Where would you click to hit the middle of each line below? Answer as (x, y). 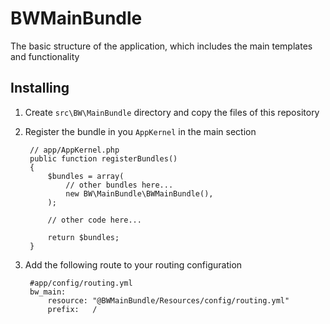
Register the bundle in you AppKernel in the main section (140, 131)
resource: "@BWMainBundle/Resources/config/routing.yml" (168, 300)
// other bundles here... (119, 185)
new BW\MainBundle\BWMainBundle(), (139, 193)
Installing (40, 88)
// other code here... (94, 220)
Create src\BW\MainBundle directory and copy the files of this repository (172, 112)
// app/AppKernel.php (74, 150)
